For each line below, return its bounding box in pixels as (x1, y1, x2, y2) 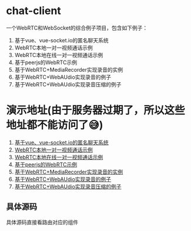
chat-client (6, 4, 62, 18)
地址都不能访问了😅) (6, 119, 103, 132)
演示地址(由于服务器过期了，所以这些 (6, 104, 185, 117)
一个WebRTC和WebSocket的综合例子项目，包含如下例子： (6, 24, 148, 31)
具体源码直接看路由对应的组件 (6, 219, 78, 226)
